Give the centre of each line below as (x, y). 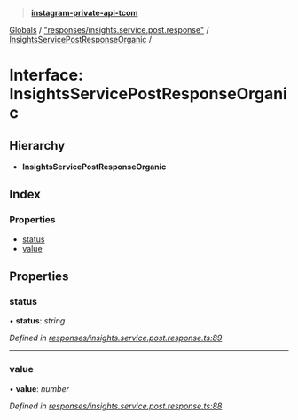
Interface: (47, 75)
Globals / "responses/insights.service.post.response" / (110, 30)
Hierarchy (37, 145)
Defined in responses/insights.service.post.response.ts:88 (116, 406)
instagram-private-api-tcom (84, 13)
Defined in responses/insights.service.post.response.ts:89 (116, 338)
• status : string (37, 321)
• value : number (39, 388)
